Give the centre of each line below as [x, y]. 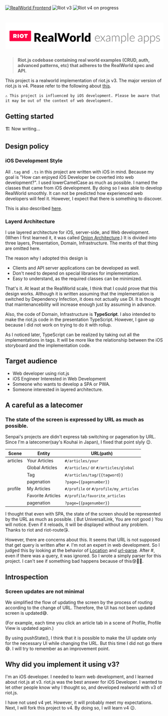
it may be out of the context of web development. [59, 101]
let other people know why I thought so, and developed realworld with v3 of [83, 687]
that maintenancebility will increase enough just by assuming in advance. [81, 304]
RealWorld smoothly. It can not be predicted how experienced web [74, 193]
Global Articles [42, 468]
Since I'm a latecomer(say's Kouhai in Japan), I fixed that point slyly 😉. [78, 442]
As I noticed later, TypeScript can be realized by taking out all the [72, 335]
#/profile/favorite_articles [95, 496]
